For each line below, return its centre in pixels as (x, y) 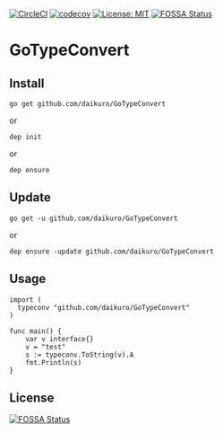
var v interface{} (60, 339)
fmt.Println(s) (54, 362)
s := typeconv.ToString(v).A (80, 355)
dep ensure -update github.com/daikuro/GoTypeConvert (112, 252)
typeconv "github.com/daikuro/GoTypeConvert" (104, 307)
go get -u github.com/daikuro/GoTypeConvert (94, 218)
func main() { (36, 331)
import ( (26, 300)
